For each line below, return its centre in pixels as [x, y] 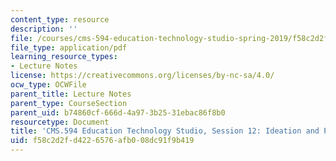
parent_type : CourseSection [69, 103]
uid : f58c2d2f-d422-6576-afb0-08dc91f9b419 [102, 141]
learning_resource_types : [64, 57]
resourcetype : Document [60, 122]
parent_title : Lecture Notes [71, 94]
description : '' [44, 29]
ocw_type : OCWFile [48, 85]
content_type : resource [60, 19]
